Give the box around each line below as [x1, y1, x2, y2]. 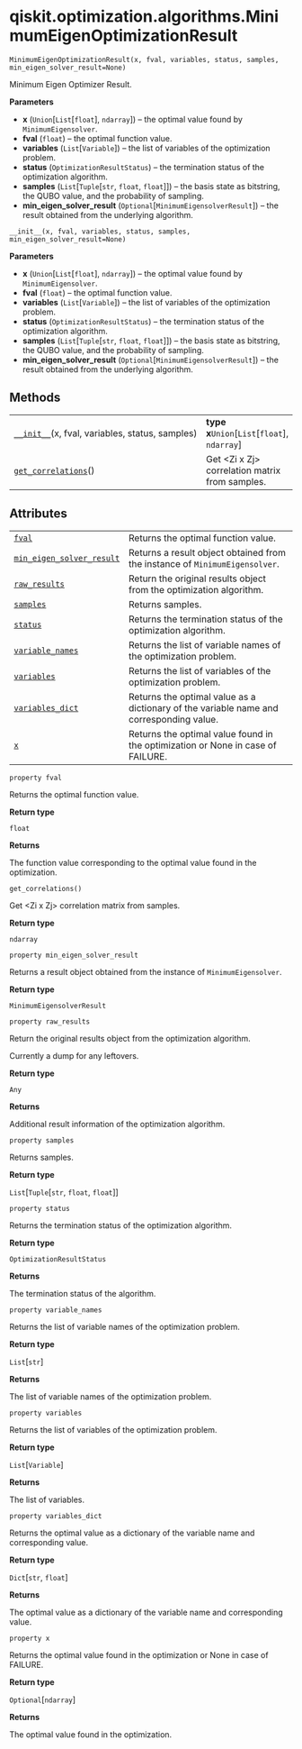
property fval [9, 773, 63, 782]
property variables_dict [9, 1511, 102, 1520]
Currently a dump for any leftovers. [9, 1050, 139, 1061]
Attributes [9, 506, 67, 522]
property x [9, 1634, 50, 1643]
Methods [9, 390, 61, 405]
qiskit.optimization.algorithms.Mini [9, 6, 280, 27]
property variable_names [9, 1305, 102, 1315]
